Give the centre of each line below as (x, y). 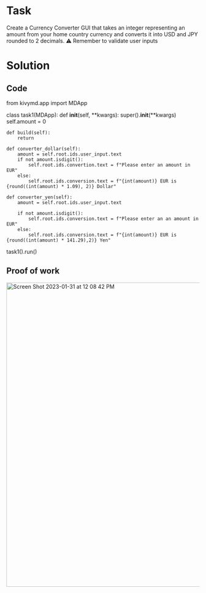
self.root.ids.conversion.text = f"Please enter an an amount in (114, 219)
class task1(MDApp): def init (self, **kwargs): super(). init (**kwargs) (91, 115)
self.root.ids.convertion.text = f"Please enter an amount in (109, 165)
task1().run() (22, 251)
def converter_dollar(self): (44, 149)
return (26, 138)
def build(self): (29, 133)
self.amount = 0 (26, 121)
